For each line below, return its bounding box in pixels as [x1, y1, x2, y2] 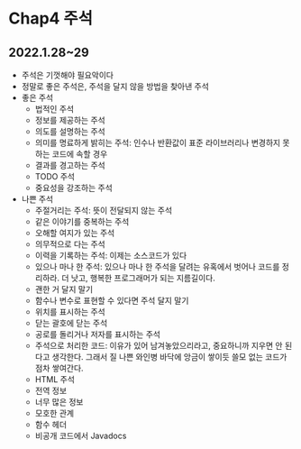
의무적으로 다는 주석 [34, 239, 105, 249]
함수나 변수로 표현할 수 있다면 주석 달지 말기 [34, 295, 189, 306]
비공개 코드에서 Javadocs [34, 430, 127, 441]
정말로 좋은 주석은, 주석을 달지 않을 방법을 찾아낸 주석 [21, 81, 209, 91]
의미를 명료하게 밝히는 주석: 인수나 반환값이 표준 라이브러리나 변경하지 [34, 137, 281, 148]
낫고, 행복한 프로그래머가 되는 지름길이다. [70, 272, 215, 283]
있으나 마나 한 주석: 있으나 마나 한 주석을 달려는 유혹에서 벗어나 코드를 [34, 261, 280, 271]
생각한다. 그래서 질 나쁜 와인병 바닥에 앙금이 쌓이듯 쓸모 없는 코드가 [51, 352, 287, 362]
